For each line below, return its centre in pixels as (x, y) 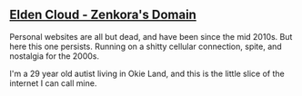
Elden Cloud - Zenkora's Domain (103, 15)
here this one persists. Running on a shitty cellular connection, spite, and (146, 46)
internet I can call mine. (53, 83)
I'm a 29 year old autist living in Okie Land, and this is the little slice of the (147, 73)
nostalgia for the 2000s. (55, 56)
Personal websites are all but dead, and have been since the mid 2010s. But (151, 36)
